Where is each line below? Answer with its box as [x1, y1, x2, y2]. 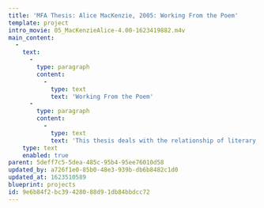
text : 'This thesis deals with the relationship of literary [50, 136, 257, 145]
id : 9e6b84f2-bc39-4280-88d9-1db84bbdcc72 [8, 187, 150, 196]
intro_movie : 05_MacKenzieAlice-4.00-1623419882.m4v [8, 26, 186, 34]
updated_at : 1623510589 [8, 173, 87, 182]
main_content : [8, 33, 55, 42]
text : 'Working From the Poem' [50, 93, 154, 100]
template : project [8, 19, 69, 27]
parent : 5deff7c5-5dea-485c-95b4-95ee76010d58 [8, 159, 164, 167]
